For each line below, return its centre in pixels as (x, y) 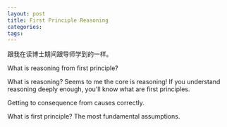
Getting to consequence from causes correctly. (76, 103)
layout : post (26, 14)
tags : (15, 33)
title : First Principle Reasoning (58, 20)
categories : (25, 27)
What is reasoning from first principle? (63, 68)
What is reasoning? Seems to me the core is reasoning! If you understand (114, 82)
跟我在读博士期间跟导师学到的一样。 (60, 54)
